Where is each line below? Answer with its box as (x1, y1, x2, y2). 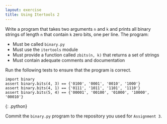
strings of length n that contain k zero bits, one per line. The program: (5, 31, 149, 37)
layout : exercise (5, 7, 42, 13)
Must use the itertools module (12, 46, 78, 52)
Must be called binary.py (12, 41, 65, 47)
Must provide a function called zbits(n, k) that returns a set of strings (12, 51, 159, 58)
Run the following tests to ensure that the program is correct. (5, 67, 132, 73)
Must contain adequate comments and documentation (12, 57, 125, 63)
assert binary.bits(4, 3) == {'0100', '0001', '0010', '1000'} (5, 81, 141, 86)
